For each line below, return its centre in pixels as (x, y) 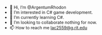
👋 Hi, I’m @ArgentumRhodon (38, 7)
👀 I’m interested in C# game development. (51, 12)
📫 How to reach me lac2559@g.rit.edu (48, 28)
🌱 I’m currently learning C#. (37, 17)
